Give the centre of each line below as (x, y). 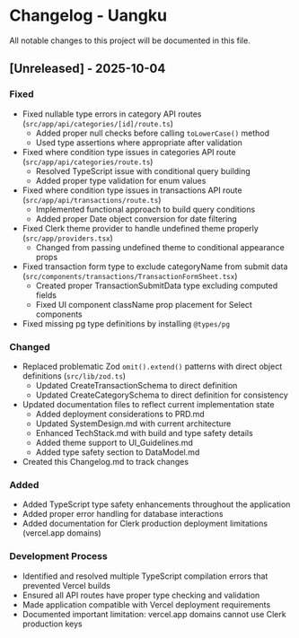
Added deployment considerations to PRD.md (120, 414)
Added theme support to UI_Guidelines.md (114, 442)
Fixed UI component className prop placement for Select (144, 304)
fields (46, 295)
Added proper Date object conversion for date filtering (136, 218)
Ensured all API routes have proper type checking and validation (141, 595)
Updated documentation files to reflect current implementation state (148, 404)
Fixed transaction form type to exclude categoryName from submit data (155, 267)
